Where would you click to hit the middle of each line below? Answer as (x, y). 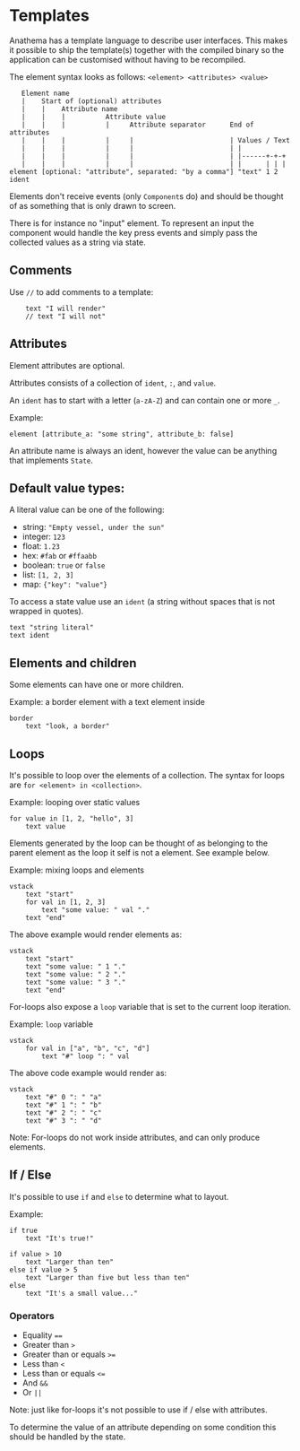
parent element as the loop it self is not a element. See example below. (140, 852)
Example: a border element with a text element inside (107, 702)
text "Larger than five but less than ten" (108, 1277)
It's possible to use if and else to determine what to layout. (119, 1196)
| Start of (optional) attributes (92, 101)
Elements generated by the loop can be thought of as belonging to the (139, 843)
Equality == (42, 1335)
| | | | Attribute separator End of (137, 125)
